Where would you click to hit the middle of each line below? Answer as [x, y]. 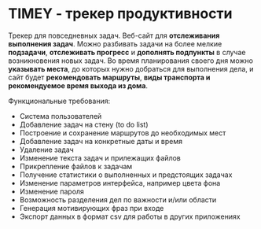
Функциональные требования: [59, 101]
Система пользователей [61, 116]
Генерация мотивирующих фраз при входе [92, 208]
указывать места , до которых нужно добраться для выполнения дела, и [131, 68]
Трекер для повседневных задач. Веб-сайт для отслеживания [114, 35]
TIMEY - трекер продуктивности [120, 14]
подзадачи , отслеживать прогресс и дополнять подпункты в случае [127, 52]
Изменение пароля [52, 191]
